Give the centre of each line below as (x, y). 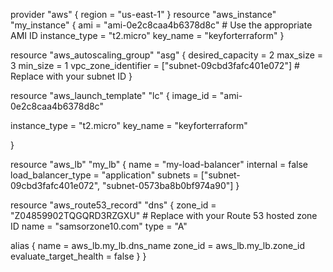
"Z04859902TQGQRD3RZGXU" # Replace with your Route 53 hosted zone (164, 215)
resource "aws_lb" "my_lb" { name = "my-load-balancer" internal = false (159, 164)
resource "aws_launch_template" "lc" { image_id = (114, 95)
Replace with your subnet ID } (71, 76)
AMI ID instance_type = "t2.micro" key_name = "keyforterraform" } (147, 35)
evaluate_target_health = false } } (78, 256)
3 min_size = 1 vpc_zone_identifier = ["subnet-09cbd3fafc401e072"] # (155, 65)
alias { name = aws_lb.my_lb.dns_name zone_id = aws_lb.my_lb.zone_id (157, 245)
